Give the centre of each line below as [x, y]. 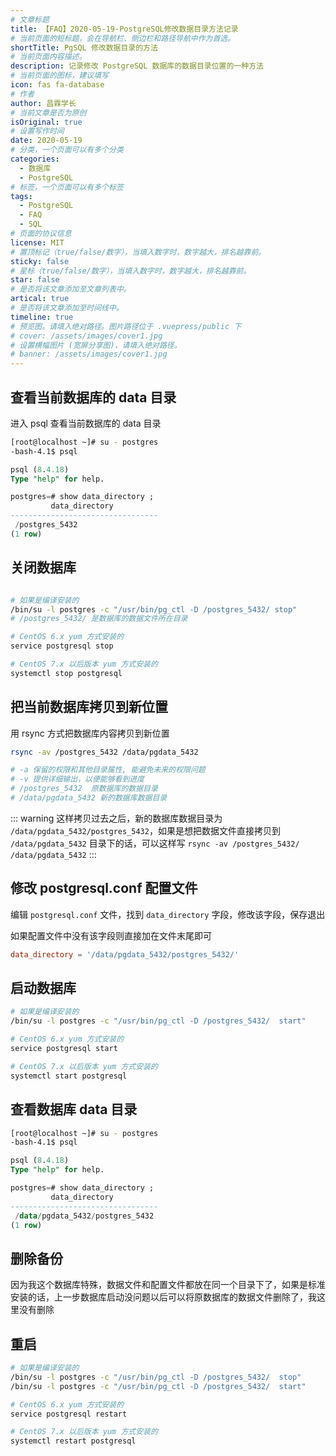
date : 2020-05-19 [46, 141]
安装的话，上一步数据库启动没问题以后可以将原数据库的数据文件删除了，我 [163, 1297]
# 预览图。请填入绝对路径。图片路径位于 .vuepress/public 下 [126, 326]
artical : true [40, 299]
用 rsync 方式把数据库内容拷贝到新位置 [90, 733]
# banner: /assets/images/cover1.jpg [89, 354]
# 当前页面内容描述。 [48, 57]
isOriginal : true [46, 122]
